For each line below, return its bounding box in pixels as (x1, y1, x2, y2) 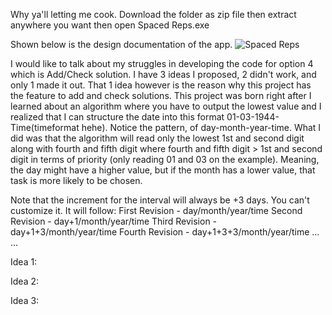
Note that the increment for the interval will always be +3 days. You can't (10, 194, 310, 206)
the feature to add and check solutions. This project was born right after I (10, 90, 312, 101)
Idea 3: (10, 295, 40, 306)
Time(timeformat (10, 122, 80, 133)
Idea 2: (10, 275, 40, 287)
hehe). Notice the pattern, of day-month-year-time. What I (81, 122, 322, 133)
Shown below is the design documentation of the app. (10, 39, 233, 50)
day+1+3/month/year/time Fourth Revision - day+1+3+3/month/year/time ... (10, 226, 320, 238)
